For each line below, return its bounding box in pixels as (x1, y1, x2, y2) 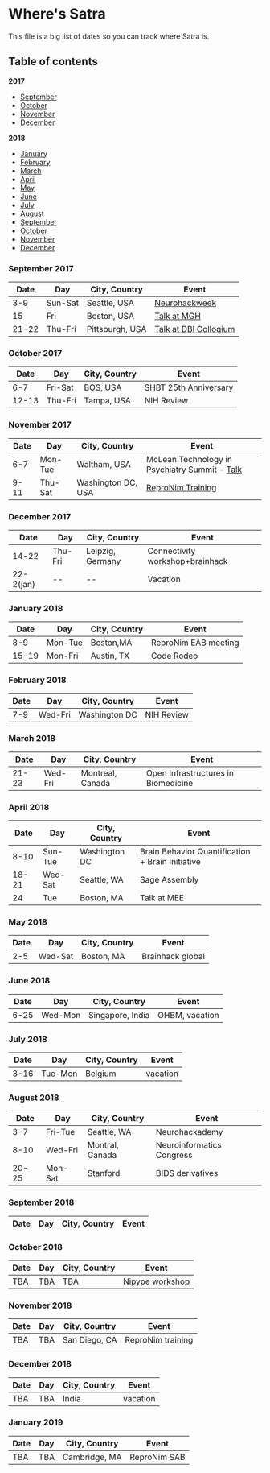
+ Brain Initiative (140, 856, 201, 867)
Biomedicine (145, 777, 194, 788)
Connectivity (147, 545, 196, 557)
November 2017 (8, 420, 72, 431)
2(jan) (12, 578, 36, 590)
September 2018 (8, 1197, 75, 1208)
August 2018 (8, 1092, 59, 1103)
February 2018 (8, 674, 67, 685)
